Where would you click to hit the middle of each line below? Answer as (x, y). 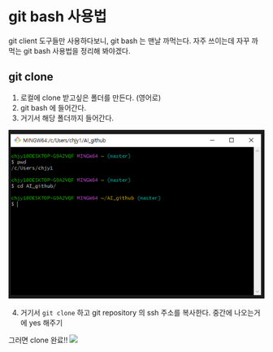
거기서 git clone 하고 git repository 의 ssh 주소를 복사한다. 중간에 (126, 312)
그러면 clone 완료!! (38, 340)
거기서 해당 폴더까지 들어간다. (67, 118)
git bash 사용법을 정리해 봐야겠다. (77, 50)
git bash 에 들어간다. (53, 107)
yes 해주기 (46, 323)
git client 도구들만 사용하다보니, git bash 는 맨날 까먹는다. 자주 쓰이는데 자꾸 (129, 41)
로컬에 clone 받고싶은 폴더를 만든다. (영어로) (91, 98)
